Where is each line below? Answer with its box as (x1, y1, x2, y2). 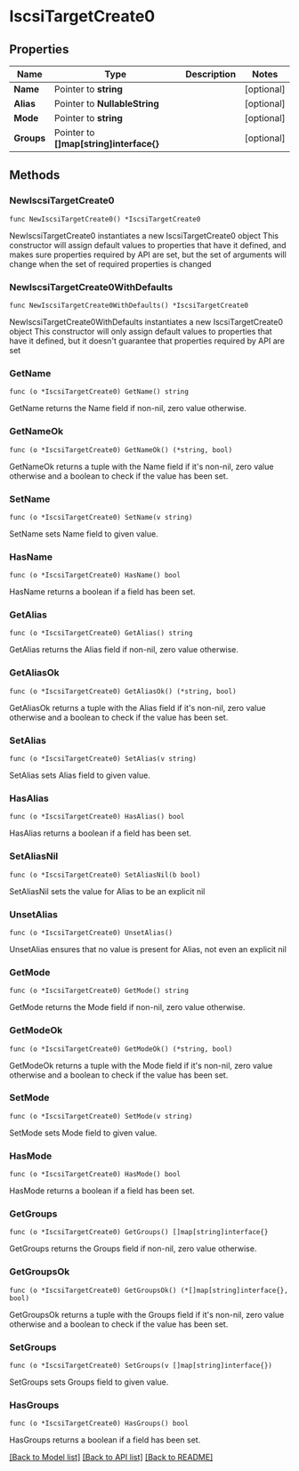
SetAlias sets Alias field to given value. (9, 770, 151, 780)
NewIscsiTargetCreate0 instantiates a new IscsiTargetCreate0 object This (9, 230, 279, 241)
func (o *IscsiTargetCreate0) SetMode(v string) (9, 1111, 193, 1120)
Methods (9, 167, 61, 183)
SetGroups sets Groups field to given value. (9, 1377, 169, 1387)
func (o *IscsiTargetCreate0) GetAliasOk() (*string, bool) (9, 687, 238, 696)
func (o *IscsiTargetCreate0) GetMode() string (9, 986, 190, 996)
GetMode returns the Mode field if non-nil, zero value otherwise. (9, 1002, 246, 1013)
